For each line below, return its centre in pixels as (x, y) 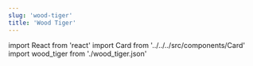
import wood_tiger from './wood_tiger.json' (78, 53)
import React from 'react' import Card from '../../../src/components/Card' (127, 45)
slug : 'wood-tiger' (41, 15)
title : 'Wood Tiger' (43, 23)
